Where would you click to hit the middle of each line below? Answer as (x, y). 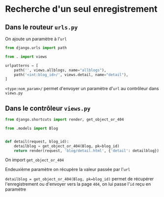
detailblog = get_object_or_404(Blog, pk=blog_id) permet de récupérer (80, 179)
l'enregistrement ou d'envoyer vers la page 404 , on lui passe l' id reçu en (78, 184)
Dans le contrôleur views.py (48, 108)
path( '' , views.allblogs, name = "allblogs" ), (60, 70)
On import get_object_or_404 (35, 160)
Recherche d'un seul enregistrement (81, 9)
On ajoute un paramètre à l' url (36, 39)
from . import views (26, 57)
